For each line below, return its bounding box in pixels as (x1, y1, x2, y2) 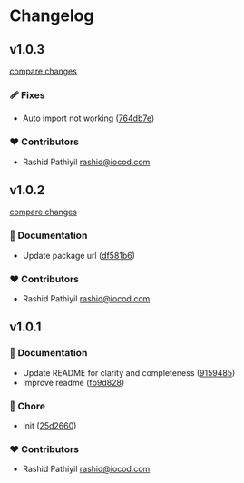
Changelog (9, 5, 94, 26)
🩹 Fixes (9, 88, 45, 101)
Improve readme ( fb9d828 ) (22, 377, 125, 388)
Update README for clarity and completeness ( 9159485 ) (22, 367, 236, 378)
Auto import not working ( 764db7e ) (22, 113, 155, 123)
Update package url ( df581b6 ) (22, 250, 136, 261)
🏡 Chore (9, 399, 45, 412)
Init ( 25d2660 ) (22, 419, 77, 431)
